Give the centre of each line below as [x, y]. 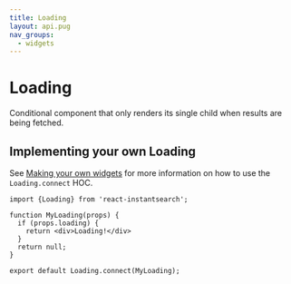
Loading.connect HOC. [51, 183]
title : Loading [38, 18]
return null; [42, 247]
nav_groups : [32, 34]
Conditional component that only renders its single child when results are [146, 113]
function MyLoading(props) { [64, 215]
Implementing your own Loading [103, 151]
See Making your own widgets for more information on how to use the [140, 173]
